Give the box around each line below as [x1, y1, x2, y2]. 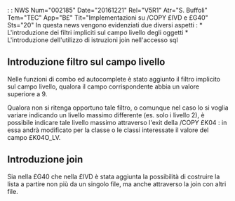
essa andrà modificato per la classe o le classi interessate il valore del [7, 126, 209, 134]
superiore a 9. [7, 89, 48, 98]
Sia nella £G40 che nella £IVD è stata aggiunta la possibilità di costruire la [7, 172, 220, 181]
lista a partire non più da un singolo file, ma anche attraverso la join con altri [7, 179, 227, 188]
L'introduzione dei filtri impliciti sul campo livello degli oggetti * [7, 28, 189, 37]
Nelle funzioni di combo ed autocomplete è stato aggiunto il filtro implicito [7, 74, 221, 83]
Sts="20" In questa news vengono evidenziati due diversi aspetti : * [7, 21, 203, 29]
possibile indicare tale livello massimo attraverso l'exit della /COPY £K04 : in [7, 118, 227, 127]
